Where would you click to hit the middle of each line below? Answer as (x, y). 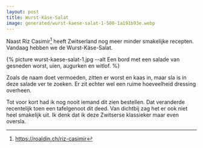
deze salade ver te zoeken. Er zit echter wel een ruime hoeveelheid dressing (101, 84)
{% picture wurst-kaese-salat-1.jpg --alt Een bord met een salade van (93, 60)
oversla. (16, 121)
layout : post (23, 12)
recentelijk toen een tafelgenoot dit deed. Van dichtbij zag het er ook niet (97, 109)
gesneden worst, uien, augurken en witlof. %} (63, 66)
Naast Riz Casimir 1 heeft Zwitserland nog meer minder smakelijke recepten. (100, 41)
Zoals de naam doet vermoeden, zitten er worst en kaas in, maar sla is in (97, 78)
